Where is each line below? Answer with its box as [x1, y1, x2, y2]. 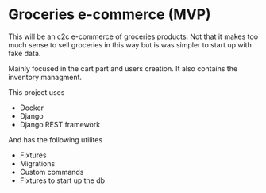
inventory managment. [8, 72, 82, 81]
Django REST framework [19, 119, 101, 129]
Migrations [19, 158, 56, 168]
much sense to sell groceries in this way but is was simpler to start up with [8, 40, 252, 49]
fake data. [8, 48, 41, 58]
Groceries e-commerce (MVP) [8, 6, 212, 24]
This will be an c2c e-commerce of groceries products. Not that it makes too [8, 32, 259, 41]
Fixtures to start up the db [19, 176, 106, 185]
